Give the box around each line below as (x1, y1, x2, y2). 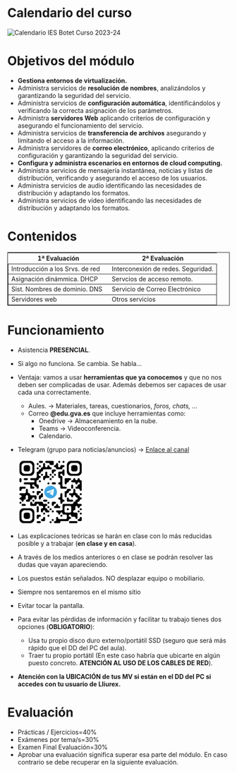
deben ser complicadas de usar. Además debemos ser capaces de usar (17, 380, 227, 389)
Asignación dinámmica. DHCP (11, 274, 99, 283)
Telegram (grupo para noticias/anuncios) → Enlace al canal (17, 445, 190, 454)
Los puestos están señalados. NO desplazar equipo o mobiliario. (17, 573, 205, 583)
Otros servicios (111, 295, 157, 304)
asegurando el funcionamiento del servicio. (17, 121, 144, 130)
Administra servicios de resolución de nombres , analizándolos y (17, 83, 206, 92)
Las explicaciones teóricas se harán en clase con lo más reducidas (17, 531, 212, 540)
